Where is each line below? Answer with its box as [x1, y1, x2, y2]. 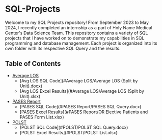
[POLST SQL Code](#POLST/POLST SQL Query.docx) [19, 124, 129, 130]
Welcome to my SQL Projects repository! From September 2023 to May [5, 20, 149, 25]
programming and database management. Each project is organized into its [5, 40, 158, 46]
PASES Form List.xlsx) [19, 114, 64, 120]
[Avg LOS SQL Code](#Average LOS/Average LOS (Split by [19, 78, 138, 83]
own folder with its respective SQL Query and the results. [5, 45, 121, 51]
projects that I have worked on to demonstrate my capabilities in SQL [5, 35, 145, 41]
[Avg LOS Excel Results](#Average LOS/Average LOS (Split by [19, 88, 144, 94]
